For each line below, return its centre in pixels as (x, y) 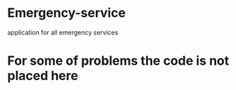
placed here (43, 76)
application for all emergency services (63, 32)
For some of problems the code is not (118, 61)
